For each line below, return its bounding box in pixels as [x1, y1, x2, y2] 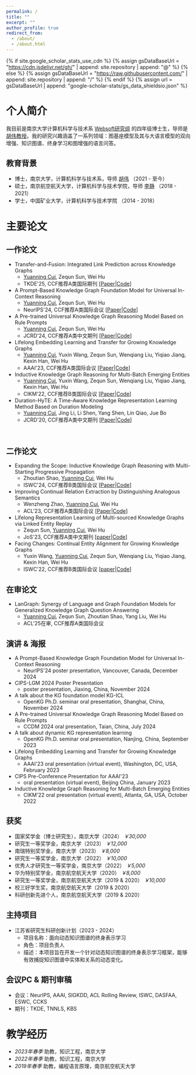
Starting [14, 468, 34, 475]
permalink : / [6, 8, 38, 15]
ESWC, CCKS [14, 998, 47, 1005]
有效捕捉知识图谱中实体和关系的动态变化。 [23, 956, 126, 963]
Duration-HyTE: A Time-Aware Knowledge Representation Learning [14, 396, 177, 404]
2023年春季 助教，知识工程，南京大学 [14, 1048, 106, 1055]
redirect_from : [6, 30, 43, 36]
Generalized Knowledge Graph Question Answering [14, 607, 139, 614]
